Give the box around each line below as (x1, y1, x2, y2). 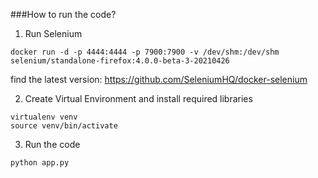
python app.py (10, 158, 70, 168)
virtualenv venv (10, 112, 78, 122)
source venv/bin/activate (10, 121, 118, 131)
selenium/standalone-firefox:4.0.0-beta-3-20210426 (10, 56, 230, 66)
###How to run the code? (10, 9, 117, 20)
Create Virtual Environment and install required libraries (24, 93, 253, 104)
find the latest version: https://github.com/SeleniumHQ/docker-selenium (10, 74, 308, 85)
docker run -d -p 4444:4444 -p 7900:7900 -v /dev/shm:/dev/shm (10, 47, 280, 57)
